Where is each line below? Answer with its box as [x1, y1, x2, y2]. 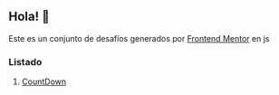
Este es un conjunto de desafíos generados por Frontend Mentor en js [8, 33, 270, 43]
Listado [8, 55, 43, 68]
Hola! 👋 [8, 9, 51, 24]
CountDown [21, 76, 67, 87]
